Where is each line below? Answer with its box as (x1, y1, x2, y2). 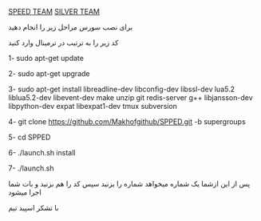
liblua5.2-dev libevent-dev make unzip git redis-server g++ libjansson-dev (8, 93, 253, 102)
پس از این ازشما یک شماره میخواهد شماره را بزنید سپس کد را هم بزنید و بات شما (8, 179, 251, 188)
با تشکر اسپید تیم (8, 203, 59, 212)
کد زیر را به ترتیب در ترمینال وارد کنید (8, 38, 119, 47)
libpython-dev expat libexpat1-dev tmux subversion (8, 102, 178, 110)
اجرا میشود (8, 187, 42, 197)
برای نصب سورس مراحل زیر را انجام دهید (8, 22, 133, 31)
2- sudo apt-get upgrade (8, 69, 90, 78)
